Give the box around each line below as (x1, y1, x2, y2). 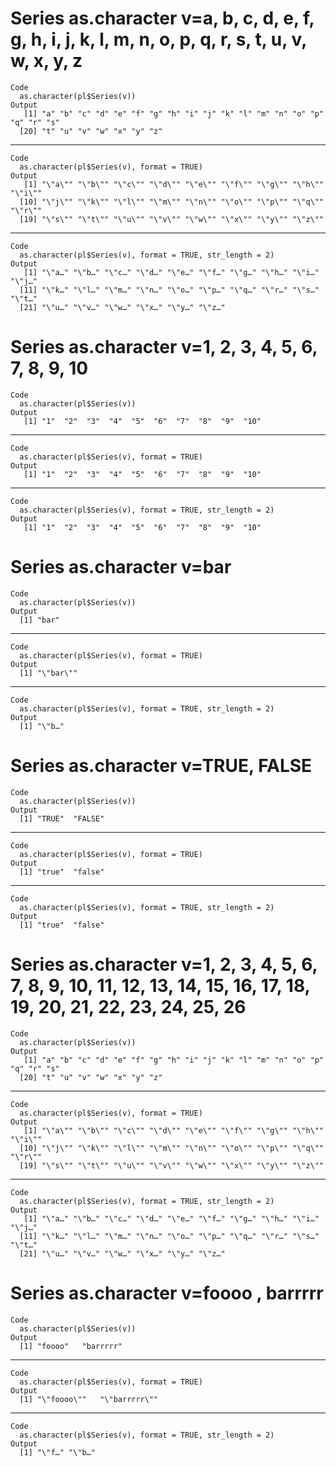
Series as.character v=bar (10, 556, 232, 579)
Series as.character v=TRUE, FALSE (10, 755, 313, 777)
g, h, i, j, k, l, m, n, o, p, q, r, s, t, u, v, (10, 28, 307, 51)
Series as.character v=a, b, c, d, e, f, (10, 7, 315, 30)
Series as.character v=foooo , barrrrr (10, 1282, 324, 1304)
